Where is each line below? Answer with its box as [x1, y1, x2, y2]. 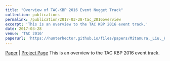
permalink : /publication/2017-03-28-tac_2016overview [5, 17, 121, 22]
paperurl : [5, 36, 26, 41]
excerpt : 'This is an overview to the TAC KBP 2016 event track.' [5, 21, 148, 27]
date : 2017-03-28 [5, 26, 42, 32]
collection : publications [5, 12, 60, 17]
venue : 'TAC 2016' [5, 31, 44, 36]
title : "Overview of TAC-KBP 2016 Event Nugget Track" [5, 7, 123, 13]
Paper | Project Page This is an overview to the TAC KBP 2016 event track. [5, 49, 160, 56]
